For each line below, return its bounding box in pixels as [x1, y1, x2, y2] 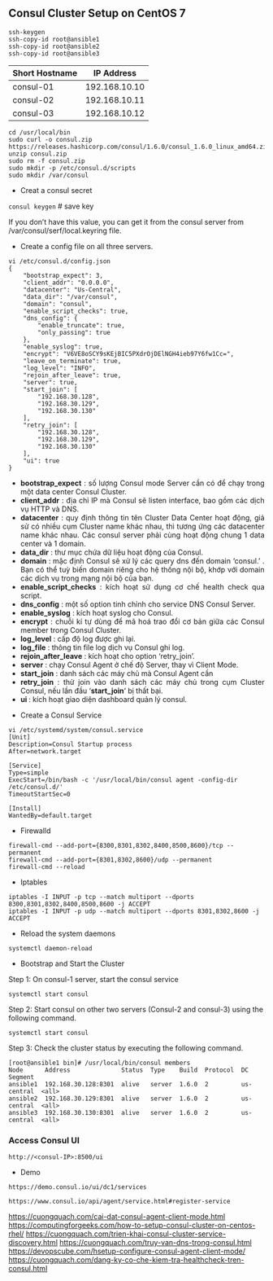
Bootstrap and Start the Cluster [19, 959, 125, 968]
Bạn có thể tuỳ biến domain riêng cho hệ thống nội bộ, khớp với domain [19, 564, 265, 574]
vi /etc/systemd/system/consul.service [8, 726, 144, 734]
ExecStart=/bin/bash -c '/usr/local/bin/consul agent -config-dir [8, 775, 238, 784]
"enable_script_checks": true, [23, 307, 129, 315]
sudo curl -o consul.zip [8, 135, 93, 143]
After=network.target [8, 747, 82, 756]
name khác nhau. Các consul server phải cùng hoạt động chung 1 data [19, 529, 265, 540]
